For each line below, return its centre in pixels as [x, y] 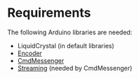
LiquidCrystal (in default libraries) [66, 45]
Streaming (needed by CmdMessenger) [75, 68]
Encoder [29, 53]
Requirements [49, 13]
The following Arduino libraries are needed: [70, 32]
